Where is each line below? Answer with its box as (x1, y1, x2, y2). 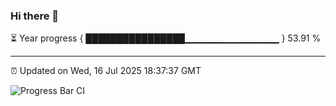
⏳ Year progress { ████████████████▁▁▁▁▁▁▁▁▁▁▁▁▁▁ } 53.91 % (10, 32, 322, 44)
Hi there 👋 (10, 9, 60, 23)
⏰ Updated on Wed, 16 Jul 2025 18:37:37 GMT (10, 65, 202, 77)
